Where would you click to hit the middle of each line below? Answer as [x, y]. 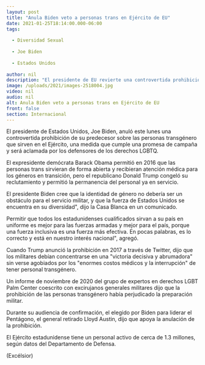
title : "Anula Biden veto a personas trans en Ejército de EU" [88, 18]
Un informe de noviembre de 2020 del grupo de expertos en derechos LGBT [102, 281]
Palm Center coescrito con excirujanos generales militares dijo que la [93, 288]
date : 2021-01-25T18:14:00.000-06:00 [54, 23]
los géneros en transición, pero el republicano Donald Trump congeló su [97, 176]
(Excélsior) [20, 356]
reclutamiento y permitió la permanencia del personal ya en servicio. [92, 182]
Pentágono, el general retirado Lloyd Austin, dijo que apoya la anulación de [101, 319]
